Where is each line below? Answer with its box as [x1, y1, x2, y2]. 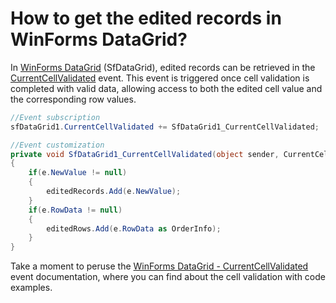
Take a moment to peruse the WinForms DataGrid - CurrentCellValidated [10, 260, 309, 272]
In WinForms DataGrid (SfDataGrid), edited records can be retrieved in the [10, 61, 316, 73]
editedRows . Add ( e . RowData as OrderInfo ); [46, 223, 222, 234]
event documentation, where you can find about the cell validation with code [10, 271, 326, 283]
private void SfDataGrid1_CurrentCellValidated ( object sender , [10, 149, 280, 159]
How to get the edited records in [10, 7, 282, 30]
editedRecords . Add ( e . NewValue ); [46, 187, 182, 197]
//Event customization [10, 140, 105, 150]
